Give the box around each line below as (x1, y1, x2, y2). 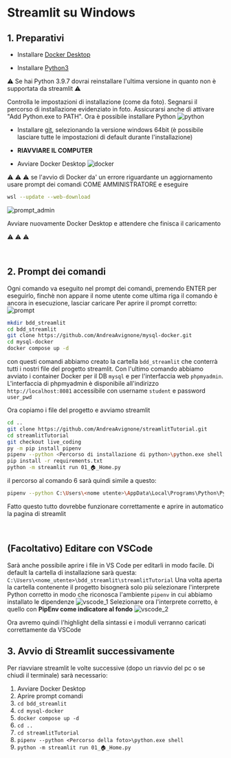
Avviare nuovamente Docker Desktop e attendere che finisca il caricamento (7, 219, 221, 228)
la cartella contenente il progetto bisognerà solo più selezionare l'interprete (7, 583, 220, 591)
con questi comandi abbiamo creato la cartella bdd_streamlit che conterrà (7, 358, 218, 366)
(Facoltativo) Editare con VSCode (7, 543, 153, 554)
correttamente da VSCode (7, 625, 81, 634)
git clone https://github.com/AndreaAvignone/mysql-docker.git (7, 332, 192, 339)
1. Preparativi (7, 32, 65, 44)
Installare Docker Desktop (16, 50, 91, 58)
